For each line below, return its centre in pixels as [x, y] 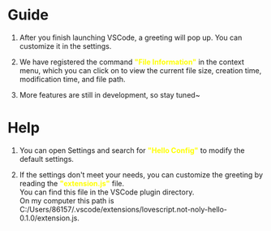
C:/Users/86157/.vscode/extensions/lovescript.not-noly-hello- [123, 209]
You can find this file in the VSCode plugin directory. [107, 192]
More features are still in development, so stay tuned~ [110, 94]
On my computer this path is [67, 200]
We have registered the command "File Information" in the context [132, 62]
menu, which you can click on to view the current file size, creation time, [140, 70]
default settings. [47, 159]
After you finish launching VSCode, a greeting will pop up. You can [131, 37]
